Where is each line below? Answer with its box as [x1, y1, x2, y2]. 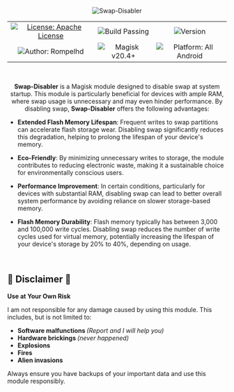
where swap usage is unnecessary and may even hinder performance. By [11, 97, 223, 105]
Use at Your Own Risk [7, 292, 71, 300]
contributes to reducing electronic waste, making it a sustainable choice [17, 161, 224, 169]
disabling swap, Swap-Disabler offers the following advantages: [24, 104, 210, 113]
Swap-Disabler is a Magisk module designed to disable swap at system [13, 82, 221, 91]
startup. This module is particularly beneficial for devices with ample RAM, [10, 90, 224, 97]
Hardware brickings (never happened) [17, 334, 129, 342]
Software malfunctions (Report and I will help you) [17, 326, 164, 334]
